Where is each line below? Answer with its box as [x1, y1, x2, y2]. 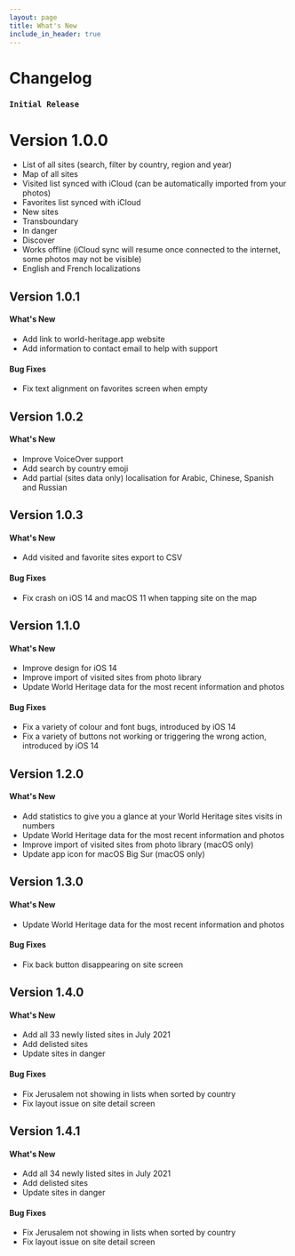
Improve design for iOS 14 [21, 663, 117, 674]
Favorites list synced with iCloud [21, 197, 141, 208]
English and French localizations [21, 263, 140, 274]
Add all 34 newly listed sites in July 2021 [21, 1168, 171, 1179]
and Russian [21, 482, 68, 492]
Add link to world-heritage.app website [21, 334, 166, 345]
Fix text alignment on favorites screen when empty [21, 383, 209, 394]
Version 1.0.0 [9, 130, 108, 150]
